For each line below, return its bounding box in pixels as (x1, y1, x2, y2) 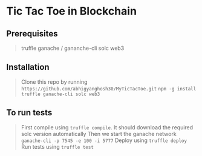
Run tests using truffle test (21, 143, 94, 150)
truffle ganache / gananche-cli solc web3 (21, 44, 125, 52)
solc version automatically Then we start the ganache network (21, 130, 177, 137)
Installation (6, 62, 50, 72)
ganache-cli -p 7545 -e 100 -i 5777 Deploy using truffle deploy (21, 137, 187, 144)
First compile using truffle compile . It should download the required (21, 123, 194, 131)
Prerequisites (6, 29, 58, 39)
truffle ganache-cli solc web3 (21, 91, 100, 97)
